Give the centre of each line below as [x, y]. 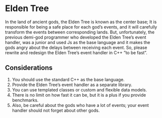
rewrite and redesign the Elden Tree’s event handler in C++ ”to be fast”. [76, 52]
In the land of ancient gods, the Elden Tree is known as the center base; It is [81, 22]
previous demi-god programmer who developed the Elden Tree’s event [76, 37]
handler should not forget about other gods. [56, 110]
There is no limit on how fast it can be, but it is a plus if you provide [79, 95]
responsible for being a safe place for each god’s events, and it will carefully [81, 27]
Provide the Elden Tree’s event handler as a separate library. [72, 85]
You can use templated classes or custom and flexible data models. [79, 89]
